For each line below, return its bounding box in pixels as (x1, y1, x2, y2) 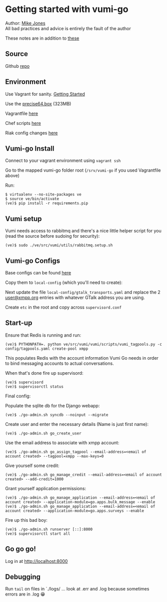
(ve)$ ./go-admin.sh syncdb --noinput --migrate (5, 412, 108, 417)
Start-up (5, 319, 32, 327)
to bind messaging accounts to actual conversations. (5, 360, 114, 366)
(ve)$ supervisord (5, 380, 43, 385)
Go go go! (5, 545, 36, 553)
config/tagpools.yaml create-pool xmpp (5, 346, 88, 351)
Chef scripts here (5, 120, 41, 126)
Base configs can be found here (5, 270, 71, 275)
